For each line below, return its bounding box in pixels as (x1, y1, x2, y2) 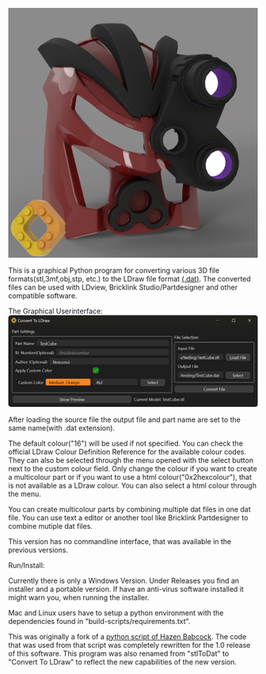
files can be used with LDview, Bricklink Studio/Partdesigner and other (8, 282, 238, 292)
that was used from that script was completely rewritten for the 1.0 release (8, 640, 251, 649)
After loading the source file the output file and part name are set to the (8, 415, 241, 424)
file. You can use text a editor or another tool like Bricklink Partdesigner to (8, 512, 249, 523)
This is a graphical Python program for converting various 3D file (8, 266, 220, 275)
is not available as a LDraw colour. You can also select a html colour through (8, 481, 257, 490)
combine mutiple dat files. (8, 521, 93, 530)
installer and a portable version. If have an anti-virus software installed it (8, 584, 244, 594)
